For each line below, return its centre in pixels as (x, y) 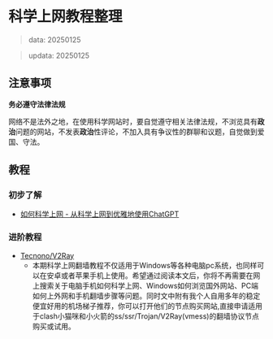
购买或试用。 (54, 326)
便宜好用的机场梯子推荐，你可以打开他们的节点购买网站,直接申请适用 (147, 306)
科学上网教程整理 (66, 17)
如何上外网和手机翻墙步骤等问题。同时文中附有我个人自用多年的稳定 (146, 296)
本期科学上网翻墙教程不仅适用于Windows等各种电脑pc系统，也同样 (145, 265)
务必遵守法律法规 (37, 104)
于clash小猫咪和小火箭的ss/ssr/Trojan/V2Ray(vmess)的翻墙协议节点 (146, 316)
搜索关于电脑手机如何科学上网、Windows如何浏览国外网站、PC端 (149, 285)
